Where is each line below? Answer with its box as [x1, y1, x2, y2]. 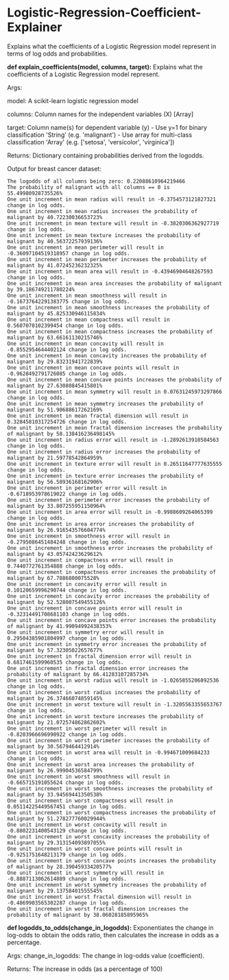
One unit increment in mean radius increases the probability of [7, 208, 197, 214]
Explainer [7, 19, 62, 35]
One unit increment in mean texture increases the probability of [7, 232, 201, 238]
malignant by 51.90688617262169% [7, 406, 103, 413]
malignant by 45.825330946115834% [7, 310, 106, 317]
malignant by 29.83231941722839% [7, 358, 103, 365]
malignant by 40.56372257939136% [7, 238, 103, 245]
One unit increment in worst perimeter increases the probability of [7, 737, 210, 744]
